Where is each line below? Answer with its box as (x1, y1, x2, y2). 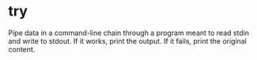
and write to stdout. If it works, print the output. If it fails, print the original (8, 36, 248, 45)
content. (8, 44, 36, 54)
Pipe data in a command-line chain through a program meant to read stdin (8, 28, 250, 37)
